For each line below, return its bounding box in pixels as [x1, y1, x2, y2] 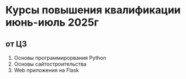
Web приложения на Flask [13, 67, 80, 73]
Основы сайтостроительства [13, 60, 87, 67]
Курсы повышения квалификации [5, 3, 181, 17]
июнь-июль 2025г [5, 16, 99, 29]
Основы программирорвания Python [13, 55, 106, 61]
